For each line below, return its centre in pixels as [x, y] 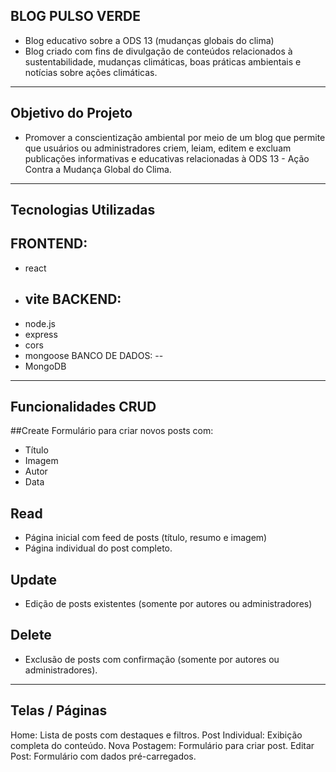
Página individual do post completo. [98, 548]
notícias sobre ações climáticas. [91, 72]
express [41, 334]
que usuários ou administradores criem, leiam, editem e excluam [158, 148]
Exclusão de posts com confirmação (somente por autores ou [152, 659]
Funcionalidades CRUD [83, 407]
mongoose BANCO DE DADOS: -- [94, 355]
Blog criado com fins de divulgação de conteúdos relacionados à [158, 51]
